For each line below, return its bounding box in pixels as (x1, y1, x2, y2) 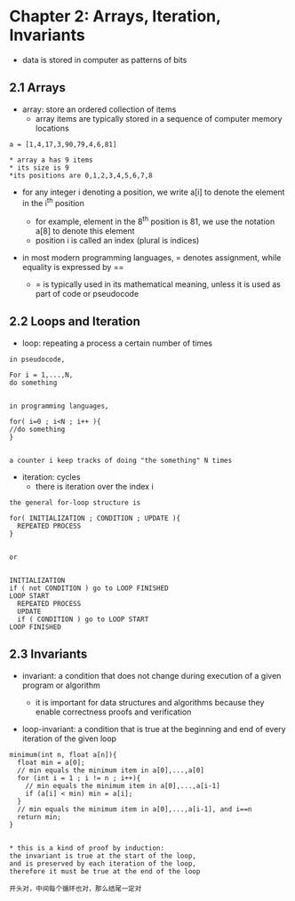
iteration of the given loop (21, 733, 117, 744)
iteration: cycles (21, 471, 81, 482)
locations (35, 123, 69, 133)
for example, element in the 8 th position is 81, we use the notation (35, 215, 275, 227)
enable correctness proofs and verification (35, 706, 192, 717)
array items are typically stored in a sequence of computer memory (35, 113, 283, 124)
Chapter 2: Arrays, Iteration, (9, 6, 221, 27)
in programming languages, (9, 402, 109, 411)
